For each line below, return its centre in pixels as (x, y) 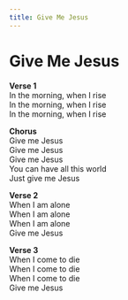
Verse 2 (23, 195)
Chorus (23, 131)
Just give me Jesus (45, 178)
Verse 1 (23, 86)
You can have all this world (58, 168)
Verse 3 (24, 250)
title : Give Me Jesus (49, 17)
